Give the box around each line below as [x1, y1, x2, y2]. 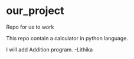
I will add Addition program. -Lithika [6, 46, 93, 53]
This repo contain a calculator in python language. [6, 34, 129, 41]
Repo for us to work [6, 23, 54, 30]
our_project [6, 4, 64, 18]
